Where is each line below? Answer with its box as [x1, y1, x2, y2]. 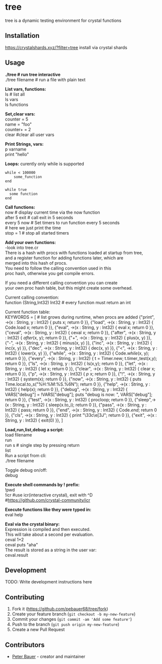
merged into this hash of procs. [5, 260, 68, 266]
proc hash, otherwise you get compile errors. [5, 270, 95, 276]
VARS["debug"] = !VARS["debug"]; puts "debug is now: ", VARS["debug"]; [5, 392, 153, 397]
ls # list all [5, 91, 25, 97]
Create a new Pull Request [12, 627, 65, 632]
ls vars [5, 96, 18, 102]
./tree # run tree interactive [5, 71, 61, 77]
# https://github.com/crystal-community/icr [5, 497, 90, 503]
